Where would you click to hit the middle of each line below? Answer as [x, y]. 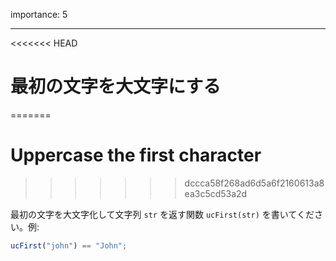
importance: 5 [39, 14]
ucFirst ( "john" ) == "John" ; [69, 245]
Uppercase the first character [136, 155]
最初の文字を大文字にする [116, 86]
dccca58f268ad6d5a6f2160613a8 [254, 183]
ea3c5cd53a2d [216, 193]
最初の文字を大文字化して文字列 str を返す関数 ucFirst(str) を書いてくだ [162, 214]
